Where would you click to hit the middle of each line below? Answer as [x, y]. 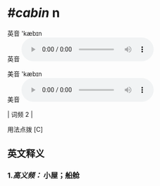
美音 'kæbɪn [25, 74]
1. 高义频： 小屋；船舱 [43, 175]
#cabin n [34, 13]
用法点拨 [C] [25, 129]
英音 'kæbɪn [25, 33]
